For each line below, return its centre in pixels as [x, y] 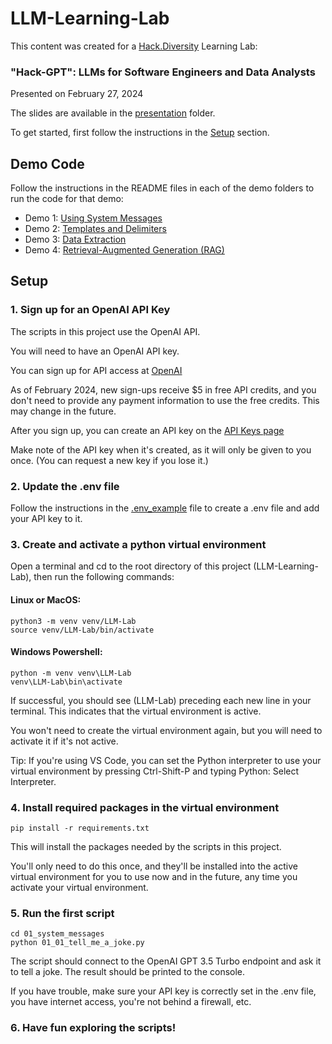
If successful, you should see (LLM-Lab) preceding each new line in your [161, 700]
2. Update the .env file [65, 486]
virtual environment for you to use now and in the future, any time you [154, 877]
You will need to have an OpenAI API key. [95, 351]
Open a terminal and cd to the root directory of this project [131, 566]
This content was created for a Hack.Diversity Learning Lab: [134, 46]
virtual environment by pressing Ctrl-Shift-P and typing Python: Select [155, 771]
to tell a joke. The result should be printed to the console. [128, 972]
